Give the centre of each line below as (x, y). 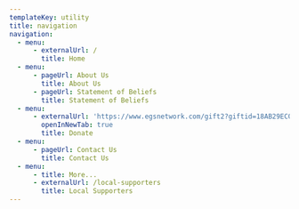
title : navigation (43, 26)
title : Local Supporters (87, 191)
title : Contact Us (75, 158)
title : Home (64, 59)
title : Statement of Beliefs (95, 100)
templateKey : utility (49, 17)
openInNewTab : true (77, 125)
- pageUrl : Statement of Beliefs (95, 92)
